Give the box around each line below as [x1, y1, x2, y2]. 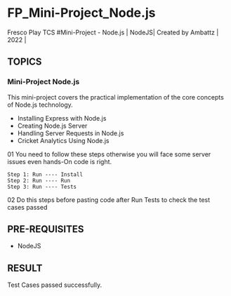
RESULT [7, 262, 43, 274]
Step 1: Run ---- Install [7, 170, 83, 178]
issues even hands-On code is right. [7, 157, 112, 166]
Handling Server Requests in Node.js [17, 128, 124, 137]
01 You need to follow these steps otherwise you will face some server [7, 149, 211, 159]
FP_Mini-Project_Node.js [7, 5, 156, 21]
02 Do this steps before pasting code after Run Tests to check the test [7, 195, 211, 204]
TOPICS [7, 56, 42, 68]
